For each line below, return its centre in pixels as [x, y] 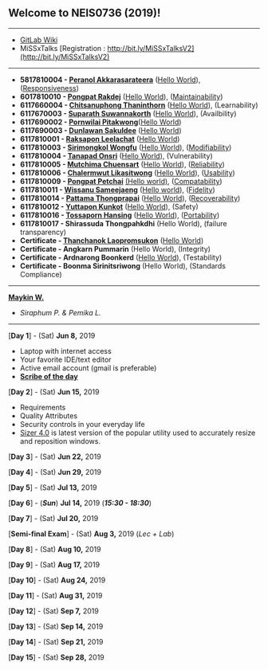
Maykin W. [26, 297]
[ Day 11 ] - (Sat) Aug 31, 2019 [55, 595]
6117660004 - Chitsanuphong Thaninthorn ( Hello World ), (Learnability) [139, 105]
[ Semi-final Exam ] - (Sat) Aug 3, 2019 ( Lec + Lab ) [91, 534]
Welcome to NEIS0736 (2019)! [85, 13]
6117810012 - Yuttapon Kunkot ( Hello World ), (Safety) [109, 206]
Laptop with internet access [65, 351]
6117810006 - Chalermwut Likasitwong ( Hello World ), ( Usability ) [127, 172]
